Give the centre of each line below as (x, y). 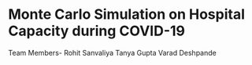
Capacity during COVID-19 (97, 31)
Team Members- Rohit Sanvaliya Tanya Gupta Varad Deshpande (112, 52)
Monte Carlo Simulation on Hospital (127, 14)
